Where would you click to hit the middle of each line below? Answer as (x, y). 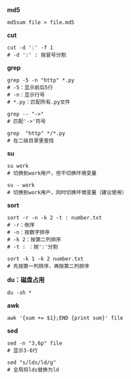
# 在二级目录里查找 (31, 140)
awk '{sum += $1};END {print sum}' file (65, 318)
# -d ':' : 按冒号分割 (37, 55)
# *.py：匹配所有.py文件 (39, 102)
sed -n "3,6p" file (35, 343)
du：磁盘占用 (26, 280)
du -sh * (19, 293)
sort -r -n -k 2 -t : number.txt (55, 218)
